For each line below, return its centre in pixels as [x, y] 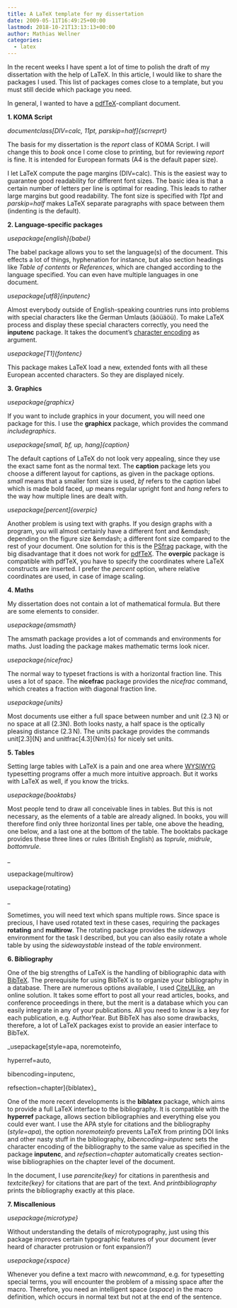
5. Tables [21, 752]
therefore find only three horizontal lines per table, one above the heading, [116, 824]
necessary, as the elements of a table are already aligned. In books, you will [118, 816]
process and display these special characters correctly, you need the [108, 325]
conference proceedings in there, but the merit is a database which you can [118, 1003]
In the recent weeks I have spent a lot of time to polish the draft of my [109, 67]
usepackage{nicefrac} [40, 660]
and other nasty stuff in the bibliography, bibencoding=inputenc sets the [113, 1139]
